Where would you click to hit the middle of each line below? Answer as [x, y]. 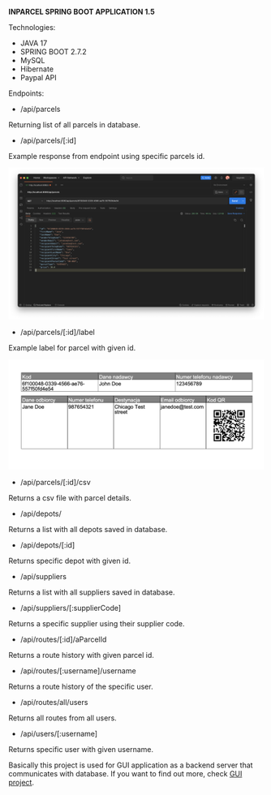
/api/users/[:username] [59, 734]
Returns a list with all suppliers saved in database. [92, 592]
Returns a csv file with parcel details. [70, 498]
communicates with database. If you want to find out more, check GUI [125, 774]
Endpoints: [26, 93]
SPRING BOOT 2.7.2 [53, 52]
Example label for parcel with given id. [72, 348]
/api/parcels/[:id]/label [57, 333]
